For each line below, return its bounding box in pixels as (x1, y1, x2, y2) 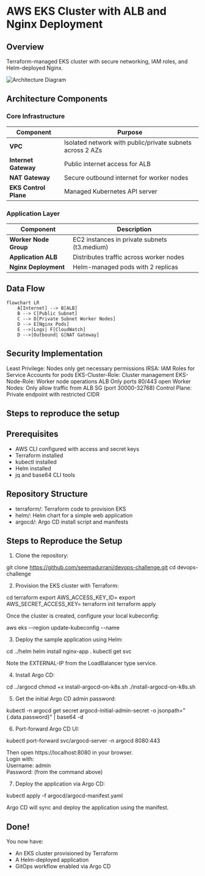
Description (117, 225, 152, 233)
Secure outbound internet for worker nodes (63, 173, 189, 181)
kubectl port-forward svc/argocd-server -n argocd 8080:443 (6, 737, 160, 745)
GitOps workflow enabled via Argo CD (15, 863, 111, 870)
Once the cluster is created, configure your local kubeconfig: (6, 612, 160, 619)
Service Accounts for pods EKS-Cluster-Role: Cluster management (6, 371, 174, 378)
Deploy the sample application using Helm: (15, 636, 123, 643)
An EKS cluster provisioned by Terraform (15, 850, 118, 857)
